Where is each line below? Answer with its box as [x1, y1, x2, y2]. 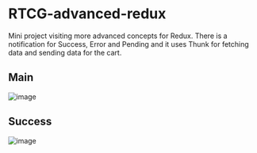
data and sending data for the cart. [8, 48, 122, 57]
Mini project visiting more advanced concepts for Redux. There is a [8, 31, 228, 40]
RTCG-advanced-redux [8, 5, 167, 23]
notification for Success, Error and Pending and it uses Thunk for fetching [8, 39, 250, 48]
